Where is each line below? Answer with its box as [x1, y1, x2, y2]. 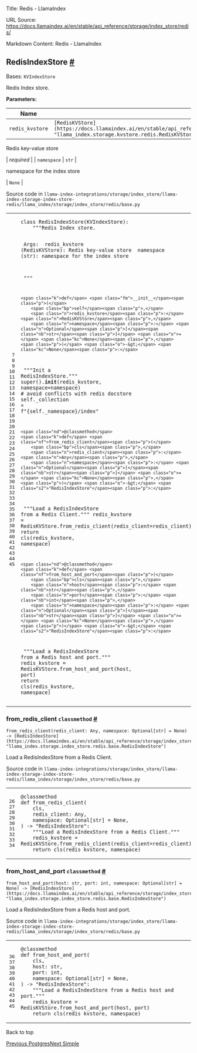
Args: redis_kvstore [23, 241, 84, 248]
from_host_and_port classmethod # [6, 867, 106, 876]
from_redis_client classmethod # [6, 715, 98, 723]
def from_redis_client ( [20, 799, 87, 806]
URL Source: [6, 16, 37, 23]
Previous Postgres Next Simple [6, 1040, 79, 1047]
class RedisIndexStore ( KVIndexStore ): [20, 218, 129, 225]
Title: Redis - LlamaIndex [6, 5, 66, 12]
